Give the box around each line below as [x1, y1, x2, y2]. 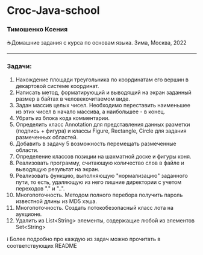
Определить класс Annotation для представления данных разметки [15, 121, 190, 128]
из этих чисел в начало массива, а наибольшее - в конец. [15, 108, 166, 115]
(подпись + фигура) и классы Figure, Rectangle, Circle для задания [15, 127, 187, 134]
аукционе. [15, 210, 42, 218]
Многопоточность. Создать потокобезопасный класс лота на [15, 204, 174, 211]
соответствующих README [7, 242, 78, 249]
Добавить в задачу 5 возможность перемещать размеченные [15, 140, 176, 147]
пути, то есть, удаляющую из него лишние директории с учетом [15, 178, 182, 186]
